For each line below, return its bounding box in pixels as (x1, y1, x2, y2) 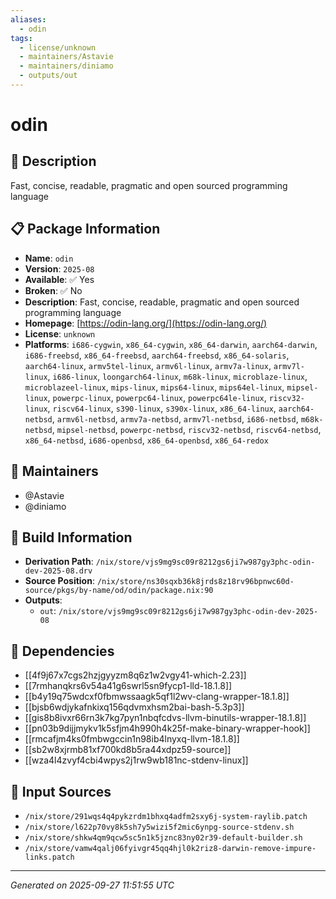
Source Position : (24, 575, 95, 587)
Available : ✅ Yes (24, 273, 95, 285)
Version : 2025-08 (24, 262, 95, 275)
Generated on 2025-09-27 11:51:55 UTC (10, 879, 175, 891)
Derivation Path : (24, 556, 94, 568)
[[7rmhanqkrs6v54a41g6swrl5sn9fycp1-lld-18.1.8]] (24, 680, 233, 692)
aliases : (10, 14, 47, 25)
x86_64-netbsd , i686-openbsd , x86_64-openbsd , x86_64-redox (24, 434, 269, 446)
